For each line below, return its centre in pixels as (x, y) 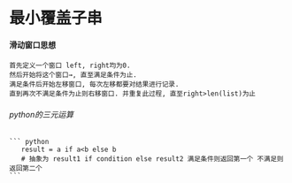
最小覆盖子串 (56, 18)
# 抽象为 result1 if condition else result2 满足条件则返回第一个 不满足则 (152, 159)
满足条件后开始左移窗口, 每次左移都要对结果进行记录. (94, 85)
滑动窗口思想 (32, 44)
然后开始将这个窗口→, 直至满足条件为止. (73, 75)
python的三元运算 (41, 114)
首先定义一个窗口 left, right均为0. (70, 66)
